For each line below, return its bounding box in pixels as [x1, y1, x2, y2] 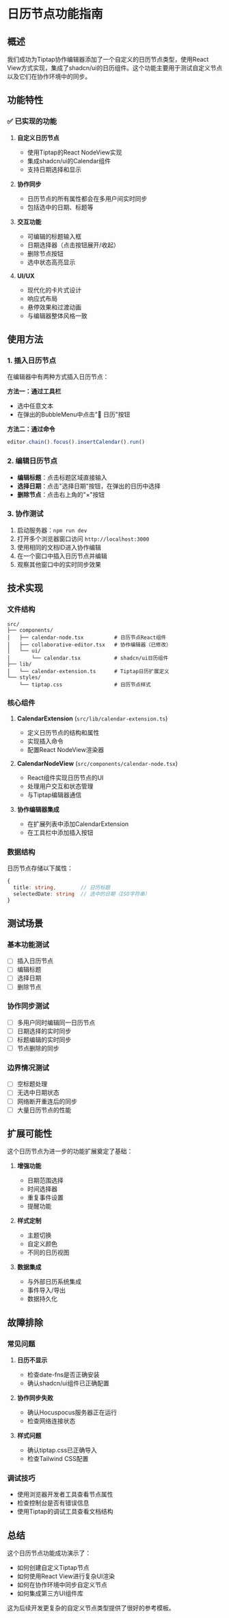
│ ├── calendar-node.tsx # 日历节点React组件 [7, 634, 167, 641]
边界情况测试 [7, 1063, 50, 1072]
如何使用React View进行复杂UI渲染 [16, 1572, 115, 1580]
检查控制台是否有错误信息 [16, 1499, 90, 1507]
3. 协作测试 [7, 509, 44, 519]
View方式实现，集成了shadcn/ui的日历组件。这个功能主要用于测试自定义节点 [7, 64, 223, 72]
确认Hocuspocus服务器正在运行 [27, 1408, 118, 1417]
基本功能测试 [7, 939, 50, 949]
